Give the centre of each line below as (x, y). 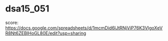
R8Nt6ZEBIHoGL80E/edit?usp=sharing (46, 33)
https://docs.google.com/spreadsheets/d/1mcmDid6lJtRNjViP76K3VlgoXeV (84, 27)
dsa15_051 (27, 9)
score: (12, 22)
